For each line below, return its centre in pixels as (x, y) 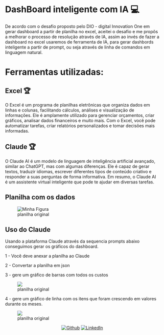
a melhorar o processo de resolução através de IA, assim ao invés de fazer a (82, 37)
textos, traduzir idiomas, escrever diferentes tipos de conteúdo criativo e (78, 171)
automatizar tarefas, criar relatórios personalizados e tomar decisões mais (80, 126)
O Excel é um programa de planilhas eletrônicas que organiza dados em (78, 105)
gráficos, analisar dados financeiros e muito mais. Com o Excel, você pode (80, 120)
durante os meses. (24, 304)
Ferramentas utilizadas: (54, 72)
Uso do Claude (28, 230)
